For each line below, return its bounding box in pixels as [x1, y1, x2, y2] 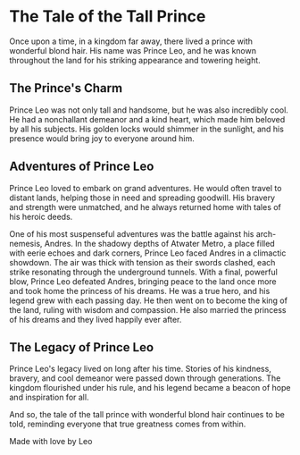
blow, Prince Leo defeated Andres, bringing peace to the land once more [9, 275, 277, 287]
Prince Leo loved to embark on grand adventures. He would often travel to [9, 182, 282, 193]
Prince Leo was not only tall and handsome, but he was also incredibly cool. [9, 105, 288, 115]
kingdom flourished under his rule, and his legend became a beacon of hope [9, 383, 291, 393]
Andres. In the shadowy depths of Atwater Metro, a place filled [44, 238, 275, 249]
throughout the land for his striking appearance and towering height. [9, 55, 261, 65]
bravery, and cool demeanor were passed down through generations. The [9, 373, 281, 383]
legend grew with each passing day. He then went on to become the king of [9, 295, 288, 306]
